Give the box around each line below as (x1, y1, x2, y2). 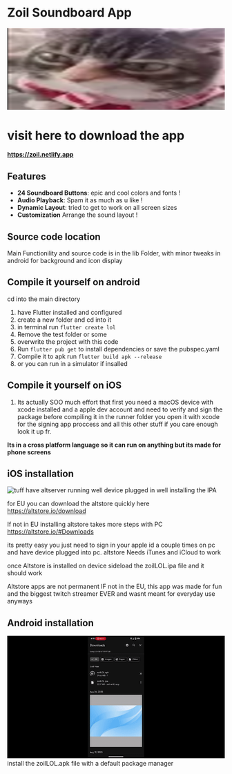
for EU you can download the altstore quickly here (7, 499, 150, 508)
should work (7, 569, 43, 577)
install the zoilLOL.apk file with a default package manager (7, 759, 174, 767)
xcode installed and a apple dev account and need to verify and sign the (17, 405, 223, 414)
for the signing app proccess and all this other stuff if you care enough (17, 420, 219, 428)
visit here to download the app (7, 128, 185, 143)
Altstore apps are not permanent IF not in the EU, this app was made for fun (7, 582, 222, 591)
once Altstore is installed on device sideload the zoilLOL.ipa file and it (7, 561, 205, 570)
